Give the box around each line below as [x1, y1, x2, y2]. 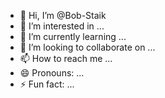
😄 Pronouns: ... [19, 67, 85, 79]
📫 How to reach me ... [19, 53, 113, 64]
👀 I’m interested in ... [19, 20, 105, 32]
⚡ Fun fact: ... [19, 78, 75, 90]
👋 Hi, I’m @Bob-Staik [19, 10, 107, 21]
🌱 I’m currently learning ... [19, 31, 127, 42]
